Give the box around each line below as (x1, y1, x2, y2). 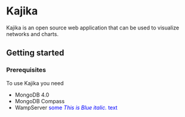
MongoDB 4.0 (14, 91, 50, 98)
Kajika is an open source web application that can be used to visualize (6, 24, 180, 31)
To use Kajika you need (6, 79, 64, 86)
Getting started (6, 48, 65, 58)
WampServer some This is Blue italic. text (14, 104, 118, 111)
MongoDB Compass (14, 97, 65, 104)
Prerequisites (6, 66, 46, 74)
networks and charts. (6, 30, 59, 37)
